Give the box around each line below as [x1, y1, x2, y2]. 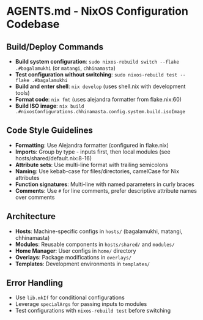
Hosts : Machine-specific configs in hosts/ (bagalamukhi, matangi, [15, 228, 183, 235]
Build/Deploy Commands [6, 42, 104, 52]
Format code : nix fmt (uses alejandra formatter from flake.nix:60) [15, 96, 182, 103]
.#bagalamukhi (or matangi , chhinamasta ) [15, 64, 116, 72]
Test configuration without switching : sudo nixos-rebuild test [15, 71, 178, 78]
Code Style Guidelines [6, 125, 93, 136]
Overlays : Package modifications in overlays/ [15, 253, 132, 261]
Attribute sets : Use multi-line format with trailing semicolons [15, 161, 169, 168]
